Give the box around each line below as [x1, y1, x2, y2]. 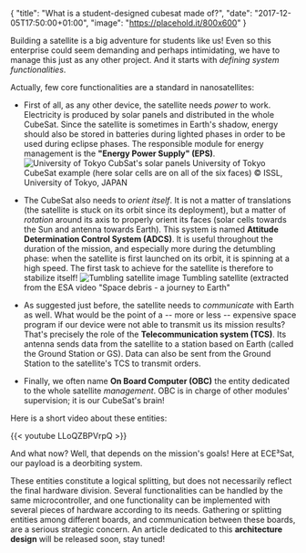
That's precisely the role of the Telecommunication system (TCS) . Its [23, 329, 287, 339]
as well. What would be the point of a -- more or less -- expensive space [23, 309, 297, 320]
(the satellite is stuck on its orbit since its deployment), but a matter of [23, 204, 286, 215]
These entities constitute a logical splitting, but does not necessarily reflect [10, 475, 292, 486]
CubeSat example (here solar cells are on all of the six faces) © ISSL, [23, 168, 283, 178]
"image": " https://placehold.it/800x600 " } [90, 17, 247, 28]
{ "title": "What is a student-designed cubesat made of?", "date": [10, 8, 253, 18]
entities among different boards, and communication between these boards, [10, 515, 296, 525]
